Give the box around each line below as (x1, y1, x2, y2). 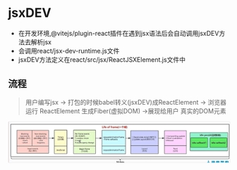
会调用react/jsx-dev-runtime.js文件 (18, 46, 120, 55)
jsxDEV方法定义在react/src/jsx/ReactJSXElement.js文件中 (18, 55, 186, 64)
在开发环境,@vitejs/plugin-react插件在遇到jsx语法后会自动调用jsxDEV (18, 29, 219, 37)
